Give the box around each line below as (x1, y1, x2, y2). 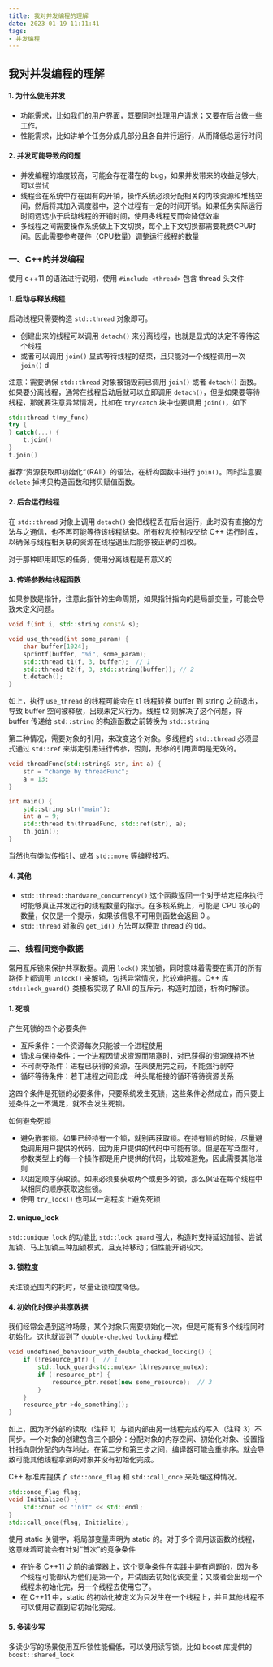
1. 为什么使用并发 (8, 91, 66, 101)
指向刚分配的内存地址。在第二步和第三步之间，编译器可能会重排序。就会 (15, 1444, 258, 1454)
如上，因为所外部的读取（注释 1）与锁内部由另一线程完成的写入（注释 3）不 (8, 1424, 262, 1434)
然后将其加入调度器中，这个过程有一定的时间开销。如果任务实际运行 (34, 201, 262, 211)
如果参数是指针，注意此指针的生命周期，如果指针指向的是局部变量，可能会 (8, 594, 258, 604)
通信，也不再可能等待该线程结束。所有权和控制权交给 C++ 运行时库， (29, 527, 262, 536)
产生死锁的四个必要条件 (8, 1023, 87, 1033)
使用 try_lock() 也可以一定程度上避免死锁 (19, 1193, 161, 1203)
